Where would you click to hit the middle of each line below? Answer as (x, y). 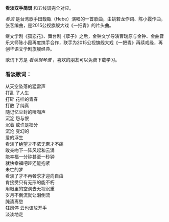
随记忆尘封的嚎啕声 (26, 112)
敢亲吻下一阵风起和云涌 (30, 150)
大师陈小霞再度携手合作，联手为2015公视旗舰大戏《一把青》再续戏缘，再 (86, 42)
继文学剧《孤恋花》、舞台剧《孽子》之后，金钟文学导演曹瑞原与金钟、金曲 (82, 36)
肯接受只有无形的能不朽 (30, 182)
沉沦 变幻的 (17, 131)
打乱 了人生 (17, 93)
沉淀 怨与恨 (17, 118)
